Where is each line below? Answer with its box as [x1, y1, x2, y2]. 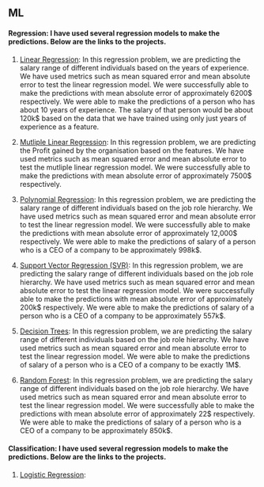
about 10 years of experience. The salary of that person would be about [19, 105, 254, 114]
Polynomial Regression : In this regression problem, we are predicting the [19, 194, 256, 204]
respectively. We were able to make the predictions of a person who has [19, 97, 255, 106]
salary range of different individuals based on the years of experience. [19, 63, 249, 72]
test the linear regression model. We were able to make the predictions [19, 352, 251, 361]
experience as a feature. [19, 122, 100, 131]
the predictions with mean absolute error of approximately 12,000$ [19, 228, 238, 238]
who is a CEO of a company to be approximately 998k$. [19, 245, 202, 254]
